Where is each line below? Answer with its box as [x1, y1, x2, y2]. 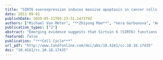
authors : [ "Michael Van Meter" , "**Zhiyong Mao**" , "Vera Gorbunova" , [5, 20, 151, 26]
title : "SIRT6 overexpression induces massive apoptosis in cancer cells [5, 7, 158, 12]
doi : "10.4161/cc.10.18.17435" [5, 47, 68, 52]
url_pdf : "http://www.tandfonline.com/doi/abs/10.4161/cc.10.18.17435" [5, 43, 153, 48]
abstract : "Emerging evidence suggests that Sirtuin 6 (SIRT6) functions [5, 30, 158, 34]
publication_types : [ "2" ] [5, 25, 57, 30]
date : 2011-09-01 [5, 12, 40, 16]
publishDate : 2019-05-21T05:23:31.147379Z [5, 16, 92, 21]
